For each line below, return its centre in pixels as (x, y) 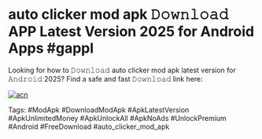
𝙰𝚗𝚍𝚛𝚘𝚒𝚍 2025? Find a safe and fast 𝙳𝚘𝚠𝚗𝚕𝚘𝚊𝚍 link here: (105, 79)
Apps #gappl (51, 48)
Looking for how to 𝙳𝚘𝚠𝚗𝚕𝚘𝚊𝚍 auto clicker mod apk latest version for (122, 70)
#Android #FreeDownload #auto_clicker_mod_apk (89, 126)
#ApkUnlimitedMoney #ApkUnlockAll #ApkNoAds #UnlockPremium (117, 118)
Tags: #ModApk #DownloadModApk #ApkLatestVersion (99, 110)
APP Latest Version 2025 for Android (131, 32)
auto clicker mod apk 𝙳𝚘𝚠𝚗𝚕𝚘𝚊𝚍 (118, 15)
